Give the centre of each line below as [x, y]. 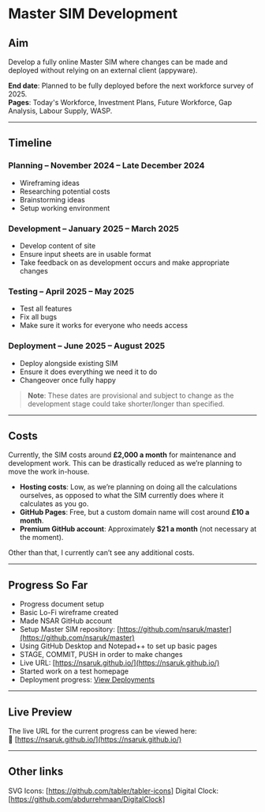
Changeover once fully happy [68, 380]
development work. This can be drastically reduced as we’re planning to [125, 463]
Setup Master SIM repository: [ [69, 629]
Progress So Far [48, 585]
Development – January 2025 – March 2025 [93, 228]
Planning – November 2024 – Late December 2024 [106, 165]
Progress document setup [62, 604]
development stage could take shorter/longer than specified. [126, 403]
